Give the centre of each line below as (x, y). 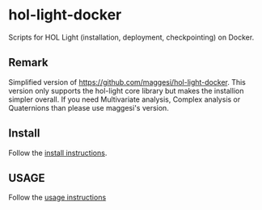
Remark (28, 63)
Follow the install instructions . (58, 153)
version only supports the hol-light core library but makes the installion (126, 90)
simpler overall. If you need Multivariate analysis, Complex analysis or (125, 99)
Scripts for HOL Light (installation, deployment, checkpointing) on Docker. (131, 37)
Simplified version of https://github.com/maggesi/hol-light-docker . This (127, 82)
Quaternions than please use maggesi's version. (89, 107)
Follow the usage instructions (57, 197)
